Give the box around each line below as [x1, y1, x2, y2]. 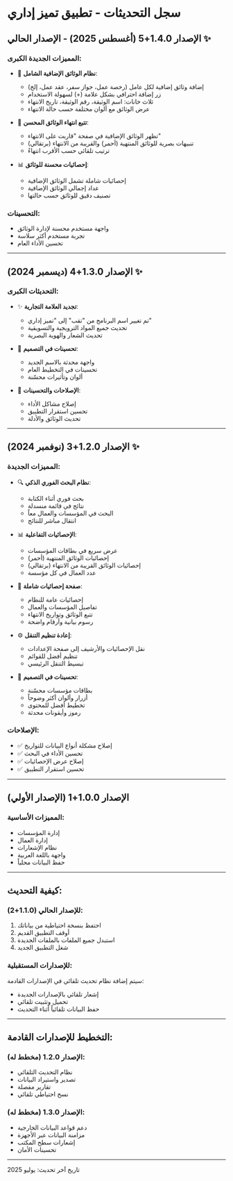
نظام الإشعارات [17, 843, 58, 852]
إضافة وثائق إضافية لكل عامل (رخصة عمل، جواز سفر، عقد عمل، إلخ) [27, 82, 205, 91]
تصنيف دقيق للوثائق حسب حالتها [27, 191, 111, 199]
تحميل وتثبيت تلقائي [17, 997, 69, 1005]
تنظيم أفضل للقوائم [27, 652, 78, 660]
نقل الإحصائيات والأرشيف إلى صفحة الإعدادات [27, 644, 146, 652]
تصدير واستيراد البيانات [17, 1075, 76, 1084]
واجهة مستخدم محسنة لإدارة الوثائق [17, 224, 110, 233]
